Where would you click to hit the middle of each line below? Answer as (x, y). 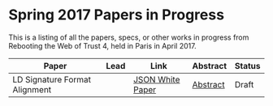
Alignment (32, 89)
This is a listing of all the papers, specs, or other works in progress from (129, 37)
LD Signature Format (52, 79)
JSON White (156, 79)
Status (247, 66)
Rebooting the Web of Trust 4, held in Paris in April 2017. (102, 45)
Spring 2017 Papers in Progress (117, 15)
